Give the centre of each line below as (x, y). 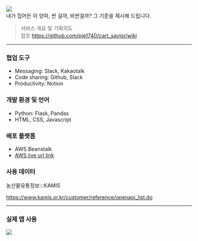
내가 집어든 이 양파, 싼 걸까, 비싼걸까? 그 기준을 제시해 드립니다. (79, 16)
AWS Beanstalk (33, 149)
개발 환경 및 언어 (28, 100)
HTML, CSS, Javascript (43, 119)
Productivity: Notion (39, 84)
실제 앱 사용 (22, 219)
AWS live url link (34, 155)
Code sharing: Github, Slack (49, 77)
